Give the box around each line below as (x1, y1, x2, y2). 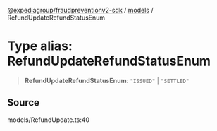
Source (7, 96, 40, 108)
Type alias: (7, 38, 73, 54)
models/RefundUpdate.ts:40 (7, 116, 90, 124)
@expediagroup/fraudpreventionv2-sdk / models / (7, 6, 154, 14)
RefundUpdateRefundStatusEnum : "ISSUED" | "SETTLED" (24, 76, 190, 85)
